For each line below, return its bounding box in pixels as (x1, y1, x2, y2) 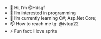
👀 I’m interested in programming (9, 10, 76, 16)
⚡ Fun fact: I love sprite (9, 28, 57, 34)
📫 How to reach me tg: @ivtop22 (9, 21, 79, 27)
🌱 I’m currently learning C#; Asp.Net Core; (9, 15, 97, 21)
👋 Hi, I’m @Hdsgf (9, 5, 45, 10)
